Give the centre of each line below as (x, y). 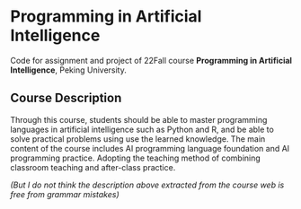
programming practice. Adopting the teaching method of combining (136, 158)
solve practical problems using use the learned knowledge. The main (138, 139)
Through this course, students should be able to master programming (139, 119)
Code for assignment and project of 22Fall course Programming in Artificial (151, 60)
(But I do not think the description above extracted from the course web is (147, 185)
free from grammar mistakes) (65, 194)
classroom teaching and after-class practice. (93, 167)
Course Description (66, 98)
